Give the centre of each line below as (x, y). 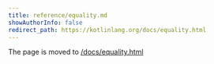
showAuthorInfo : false (45, 23)
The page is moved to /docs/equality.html (76, 52)
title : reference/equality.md (58, 15)
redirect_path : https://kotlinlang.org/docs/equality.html (107, 30)
